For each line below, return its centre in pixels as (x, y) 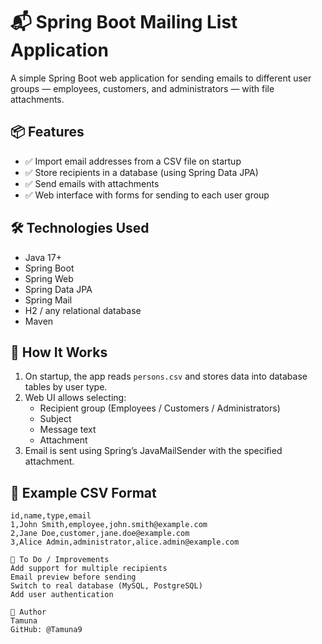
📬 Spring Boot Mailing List (124, 22)
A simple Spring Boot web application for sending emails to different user (161, 78)
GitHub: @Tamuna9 (46, 630)
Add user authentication (62, 595)
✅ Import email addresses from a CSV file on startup (133, 161)
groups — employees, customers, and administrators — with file (142, 88)
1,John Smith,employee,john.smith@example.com (109, 525)
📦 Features (47, 132)
